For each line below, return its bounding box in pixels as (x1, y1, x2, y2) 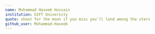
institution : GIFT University (5, 12, 68, 17)
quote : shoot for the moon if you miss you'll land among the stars (5, 16, 151, 21)
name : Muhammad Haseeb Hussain (5, 7, 70, 12)
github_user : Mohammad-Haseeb (5, 21, 68, 26)
